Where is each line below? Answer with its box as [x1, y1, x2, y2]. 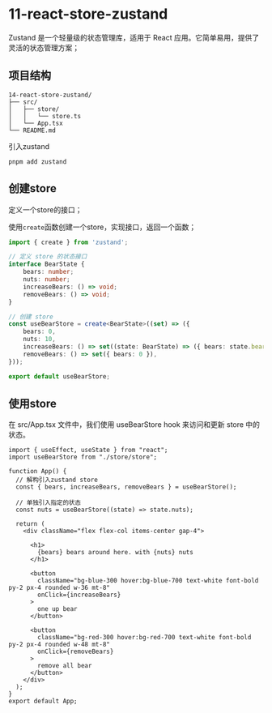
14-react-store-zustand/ [8, 91, 92, 99]
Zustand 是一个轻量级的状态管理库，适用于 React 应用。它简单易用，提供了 [8, 32, 260, 42]
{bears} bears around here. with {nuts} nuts [37, 549, 194, 557]
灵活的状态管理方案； [8, 42, 79, 53]
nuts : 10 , [23, 335, 57, 344]
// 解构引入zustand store [15, 476, 99, 485]
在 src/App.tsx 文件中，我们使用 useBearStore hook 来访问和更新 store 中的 [8, 420, 261, 429]
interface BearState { [8, 260, 85, 268]
